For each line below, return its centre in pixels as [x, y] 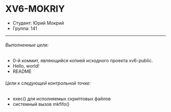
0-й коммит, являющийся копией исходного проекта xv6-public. [83, 61]
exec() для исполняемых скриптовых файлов [62, 99]
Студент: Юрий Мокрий [38, 23]
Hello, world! [26, 66]
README [22, 71]
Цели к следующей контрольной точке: [48, 83]
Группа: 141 [25, 28]
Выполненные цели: [27, 45]
